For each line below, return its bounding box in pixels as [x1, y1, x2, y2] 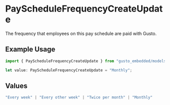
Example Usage [5, 45, 56, 54]
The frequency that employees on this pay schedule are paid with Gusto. [5, 30, 157, 36]
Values [5, 81, 28, 90]
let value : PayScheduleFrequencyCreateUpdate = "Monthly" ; [5, 68, 133, 73]
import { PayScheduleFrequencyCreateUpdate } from [5, 59, 114, 64]
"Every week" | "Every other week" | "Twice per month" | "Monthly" [5, 95, 153, 100]
